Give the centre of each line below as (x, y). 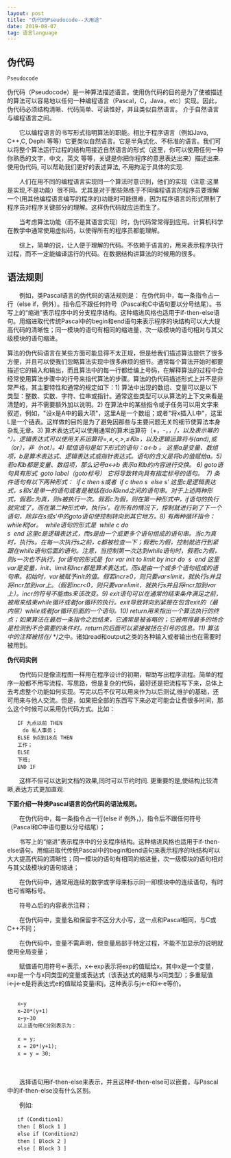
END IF (26, 767)
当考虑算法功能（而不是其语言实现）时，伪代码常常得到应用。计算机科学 (121, 222)
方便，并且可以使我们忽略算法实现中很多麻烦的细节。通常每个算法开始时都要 (115, 361)
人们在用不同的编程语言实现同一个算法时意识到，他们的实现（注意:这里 (119, 182)
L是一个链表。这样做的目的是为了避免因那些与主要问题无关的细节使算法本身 (114, 422)
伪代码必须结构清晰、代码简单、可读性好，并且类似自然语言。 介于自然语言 (113, 109)
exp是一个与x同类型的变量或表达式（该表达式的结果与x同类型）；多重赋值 (110, 974)
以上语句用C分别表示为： (47, 1025)
